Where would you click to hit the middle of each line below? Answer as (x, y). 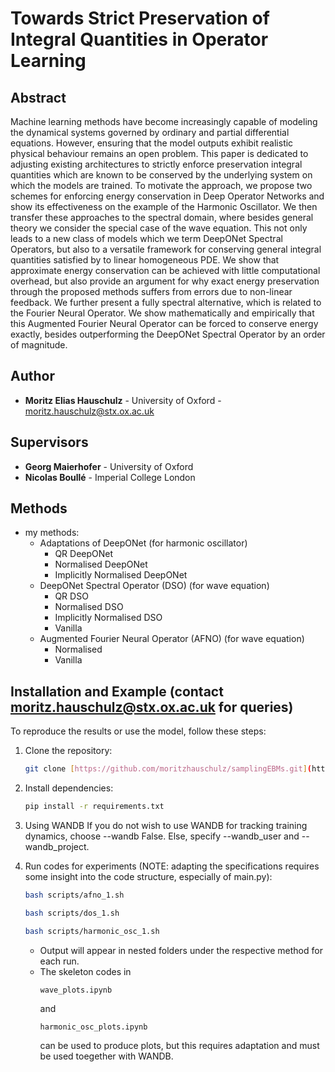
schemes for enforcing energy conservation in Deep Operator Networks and (167, 196)
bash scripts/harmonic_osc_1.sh (92, 931)
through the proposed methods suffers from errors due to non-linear (151, 291)
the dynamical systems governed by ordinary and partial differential (150, 132)
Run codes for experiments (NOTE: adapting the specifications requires (172, 866)
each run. (59, 961)
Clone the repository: (68, 751)
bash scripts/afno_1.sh (74, 895)
